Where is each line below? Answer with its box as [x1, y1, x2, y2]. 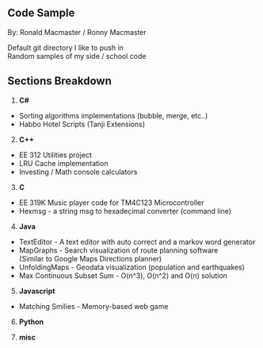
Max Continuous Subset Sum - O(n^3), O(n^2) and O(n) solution [18, 270, 227, 280]
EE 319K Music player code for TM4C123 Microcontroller [18, 198, 204, 207]
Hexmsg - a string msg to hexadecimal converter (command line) [18, 206, 231, 215]
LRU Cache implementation [18, 158, 109, 168]
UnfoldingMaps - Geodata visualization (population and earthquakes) [18, 262, 245, 272]
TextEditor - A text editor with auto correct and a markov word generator [18, 237, 256, 246]
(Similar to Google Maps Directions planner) [18, 253, 162, 263]
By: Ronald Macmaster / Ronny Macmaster [7, 27, 147, 37]
